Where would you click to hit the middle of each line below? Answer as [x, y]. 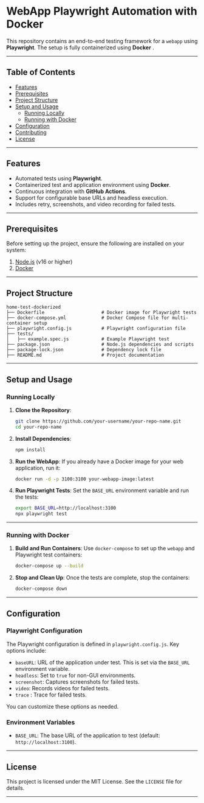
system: [16, 250]
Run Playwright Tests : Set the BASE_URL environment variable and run [102, 491]
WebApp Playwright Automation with [102, 11]
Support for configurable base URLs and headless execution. [91, 198]
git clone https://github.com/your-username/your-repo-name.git [98, 421]
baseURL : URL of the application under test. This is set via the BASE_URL [102, 662]
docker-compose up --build [49, 566]
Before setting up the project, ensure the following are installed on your [95, 244]
